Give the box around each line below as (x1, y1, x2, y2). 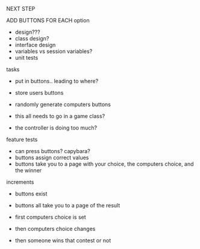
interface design (14, 42, 56, 48)
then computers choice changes (14, 225, 96, 232)
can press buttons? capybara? (14, 148, 90, 154)
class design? (14, 35, 49, 42)
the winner (14, 167, 42, 174)
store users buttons (14, 89, 64, 96)
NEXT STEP (6, 5, 36, 12)
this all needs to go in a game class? (14, 113, 105, 119)
